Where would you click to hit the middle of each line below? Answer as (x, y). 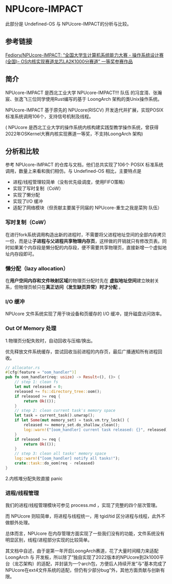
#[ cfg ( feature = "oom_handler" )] (41, 372)
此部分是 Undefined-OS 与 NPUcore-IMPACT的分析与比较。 (68, 24)
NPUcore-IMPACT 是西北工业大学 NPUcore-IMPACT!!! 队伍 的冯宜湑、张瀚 (84, 93)
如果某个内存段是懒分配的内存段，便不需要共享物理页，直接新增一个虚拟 (86, 247)
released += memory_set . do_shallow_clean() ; (72, 425)
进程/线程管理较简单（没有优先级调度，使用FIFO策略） (70, 182)
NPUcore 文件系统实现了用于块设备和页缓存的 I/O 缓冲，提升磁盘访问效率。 (85, 314)
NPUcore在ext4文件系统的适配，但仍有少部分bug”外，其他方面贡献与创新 (83, 570)
